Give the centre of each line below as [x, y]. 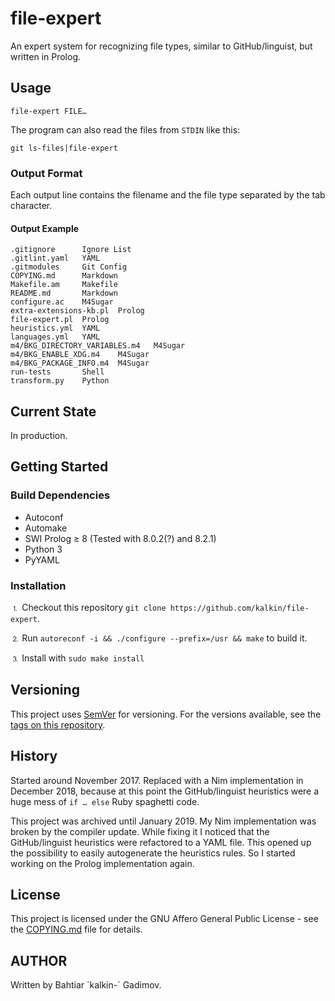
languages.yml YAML [55, 337]
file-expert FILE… [48, 111]
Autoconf [44, 517]
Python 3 [43, 549]
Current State [53, 411]
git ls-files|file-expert [64, 148]
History [34, 756]
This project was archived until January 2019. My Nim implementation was [163, 821]
